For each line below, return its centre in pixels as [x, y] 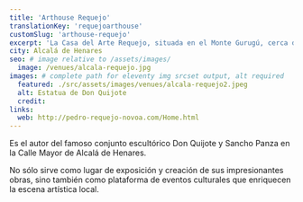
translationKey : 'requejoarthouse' [76, 26]
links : [22, 110]
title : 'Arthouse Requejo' [60, 18]
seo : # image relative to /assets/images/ [90, 59]
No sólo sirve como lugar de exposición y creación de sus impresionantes [147, 171]
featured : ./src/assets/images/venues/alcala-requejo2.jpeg [133, 84]
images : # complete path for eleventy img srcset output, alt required [147, 76]
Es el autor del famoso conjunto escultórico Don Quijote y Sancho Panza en [150, 144]
